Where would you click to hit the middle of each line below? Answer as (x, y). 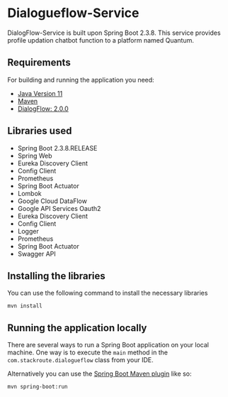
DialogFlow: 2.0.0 (43, 109)
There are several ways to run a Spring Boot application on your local (108, 345)
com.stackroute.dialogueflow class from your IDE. (80, 360)
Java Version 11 (40, 93)
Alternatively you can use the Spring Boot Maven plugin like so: (100, 374)
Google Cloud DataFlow (52, 201)
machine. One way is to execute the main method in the (88, 352)
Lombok (30, 193)
